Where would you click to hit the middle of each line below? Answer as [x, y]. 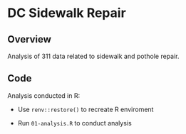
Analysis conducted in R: [44, 95]
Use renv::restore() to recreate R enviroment [86, 109]
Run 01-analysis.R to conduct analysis [74, 123]
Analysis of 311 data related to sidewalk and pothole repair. [93, 56]
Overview [30, 39]
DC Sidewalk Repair [67, 13]
